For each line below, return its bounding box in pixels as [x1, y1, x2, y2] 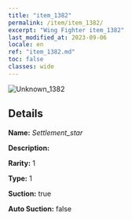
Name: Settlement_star [8, 127, 83, 137]
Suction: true [8, 189, 52, 198]
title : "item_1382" [8, 11, 72, 20]
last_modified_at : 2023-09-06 [8, 33, 108, 42]
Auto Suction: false [8, 203, 72, 213]
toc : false [8, 56, 44, 64]
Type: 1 [8, 174, 33, 183]
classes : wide [8, 63, 55, 71]
